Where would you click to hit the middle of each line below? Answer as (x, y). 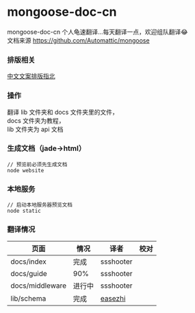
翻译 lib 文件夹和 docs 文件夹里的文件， (63, 112)
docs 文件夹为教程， (36, 120)
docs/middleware (39, 286)
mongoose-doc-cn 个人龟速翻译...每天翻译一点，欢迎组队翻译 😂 (97, 32)
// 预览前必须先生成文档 (37, 164)
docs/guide (29, 274)
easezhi (113, 299)
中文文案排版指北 (31, 76)
